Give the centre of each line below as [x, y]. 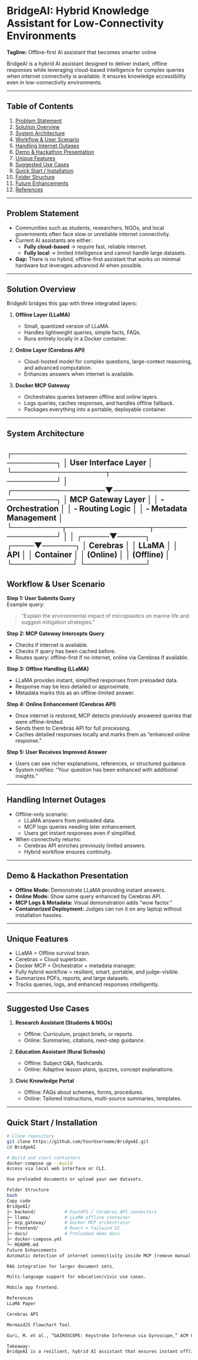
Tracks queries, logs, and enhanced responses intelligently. [87, 984]
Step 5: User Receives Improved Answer [57, 752]
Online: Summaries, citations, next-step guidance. [85, 1040]
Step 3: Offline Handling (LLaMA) [48, 669]
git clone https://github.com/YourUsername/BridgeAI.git [78, 1141]
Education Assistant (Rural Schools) [60, 1052]
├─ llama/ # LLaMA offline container [69, 1217]
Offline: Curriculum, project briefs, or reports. [79, 1034]
